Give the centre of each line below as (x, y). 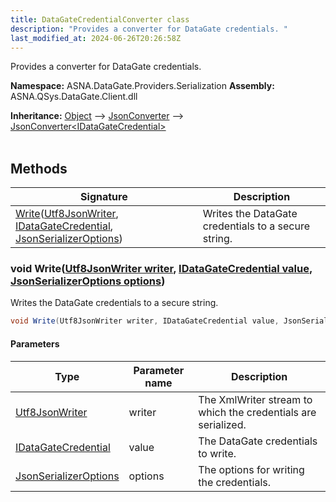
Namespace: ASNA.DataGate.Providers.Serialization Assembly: (142, 86)
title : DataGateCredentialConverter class (100, 19)
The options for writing (251, 469)
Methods (39, 168)
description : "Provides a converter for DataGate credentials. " (149, 29)
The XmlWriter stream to (255, 399)
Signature (104, 197)
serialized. (222, 424)
